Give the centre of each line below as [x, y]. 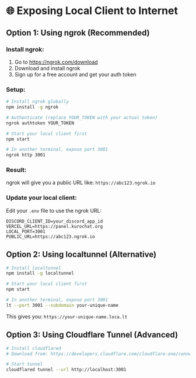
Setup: [16, 89]
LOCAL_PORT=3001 [26, 231]
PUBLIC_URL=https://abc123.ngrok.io [50, 237]
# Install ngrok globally [37, 102]
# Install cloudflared [34, 348]
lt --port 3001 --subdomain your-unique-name [62, 305]
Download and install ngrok [47, 68]
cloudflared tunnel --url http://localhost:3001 [66, 370]
